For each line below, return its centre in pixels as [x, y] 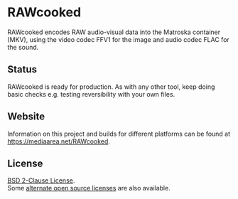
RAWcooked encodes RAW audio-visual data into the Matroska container [114, 32]
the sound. [23, 47]
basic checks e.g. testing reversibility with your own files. [91, 94]
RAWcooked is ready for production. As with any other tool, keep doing [111, 87]
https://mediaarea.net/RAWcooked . [59, 141]
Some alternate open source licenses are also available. [89, 188]
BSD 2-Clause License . [41, 181]
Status [22, 69]
